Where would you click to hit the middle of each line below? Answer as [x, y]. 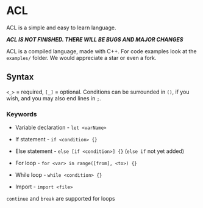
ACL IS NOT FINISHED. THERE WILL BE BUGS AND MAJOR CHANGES [95, 39]
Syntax [20, 77]
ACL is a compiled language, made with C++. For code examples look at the [101, 51]
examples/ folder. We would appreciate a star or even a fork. [81, 58]
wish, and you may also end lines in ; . [54, 98]
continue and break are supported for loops [61, 199]
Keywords [22, 114]
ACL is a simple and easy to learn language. [61, 28]
